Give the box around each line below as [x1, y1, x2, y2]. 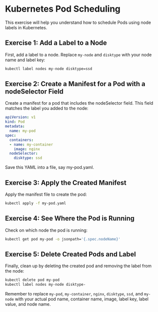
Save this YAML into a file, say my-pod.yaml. [5, 165, 94, 170]
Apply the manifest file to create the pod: [5, 191, 87, 197]
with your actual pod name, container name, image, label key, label [15, 296, 149, 302]
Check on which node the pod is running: [5, 227, 88, 233]
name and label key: [5, 57, 45, 63]
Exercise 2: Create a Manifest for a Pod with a [5, 80, 146, 88]
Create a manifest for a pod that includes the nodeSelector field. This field [5, 100, 154, 106]
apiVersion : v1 [5, 115, 36, 120]
